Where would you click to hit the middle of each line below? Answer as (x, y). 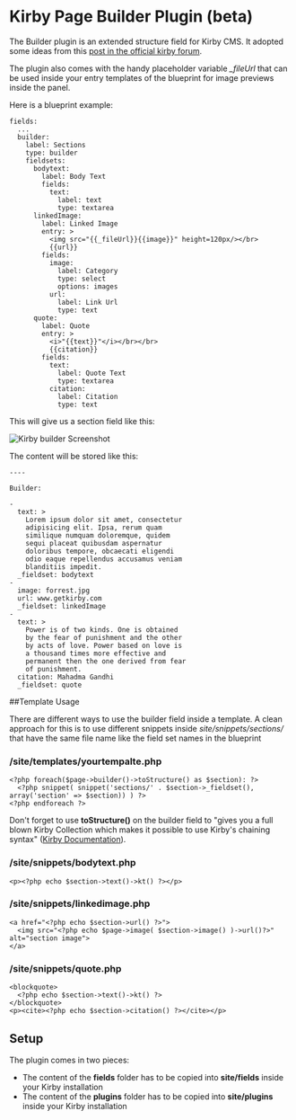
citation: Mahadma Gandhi (66, 677)
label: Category (87, 271)
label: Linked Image (80, 223)
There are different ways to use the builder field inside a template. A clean (146, 719)
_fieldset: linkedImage (61, 606)
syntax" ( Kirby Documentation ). (68, 840)
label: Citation (87, 396)
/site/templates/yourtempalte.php (86, 761)
